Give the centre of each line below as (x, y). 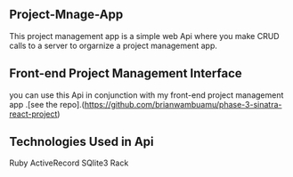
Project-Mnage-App (66, 15)
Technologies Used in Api (81, 142)
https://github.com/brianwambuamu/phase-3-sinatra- (183, 104)
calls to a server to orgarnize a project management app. (114, 45)
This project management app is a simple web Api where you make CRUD (144, 36)
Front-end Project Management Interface (126, 73)
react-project (33, 114)
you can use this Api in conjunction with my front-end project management (146, 95)
